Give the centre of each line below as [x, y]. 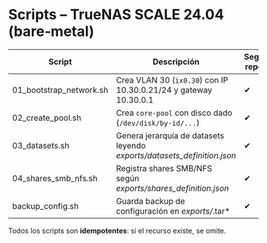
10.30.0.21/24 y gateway [164, 90]
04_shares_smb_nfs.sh [55, 178]
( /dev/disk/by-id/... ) [158, 122]
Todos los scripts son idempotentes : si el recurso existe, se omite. [117, 230]
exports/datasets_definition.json [176, 155]
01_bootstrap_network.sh [60, 90]
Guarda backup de [150, 201]
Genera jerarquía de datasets [170, 135]
